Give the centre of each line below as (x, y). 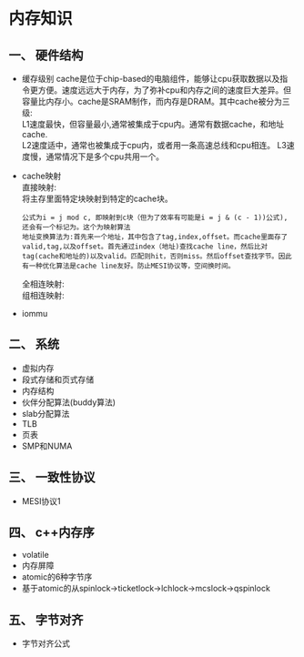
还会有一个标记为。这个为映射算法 (76, 227)
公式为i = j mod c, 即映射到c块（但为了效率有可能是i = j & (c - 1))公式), (155, 217)
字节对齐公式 (46, 643)
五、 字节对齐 (46, 620)
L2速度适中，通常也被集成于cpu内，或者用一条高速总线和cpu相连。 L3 (154, 145)
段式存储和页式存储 (58, 379)
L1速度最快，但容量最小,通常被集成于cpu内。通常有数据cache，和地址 (153, 124)
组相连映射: (43, 295)
